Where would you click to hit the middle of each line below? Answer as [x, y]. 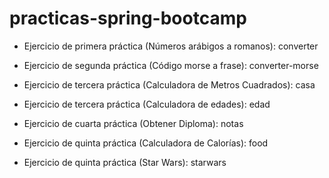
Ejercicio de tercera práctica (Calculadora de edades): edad [147, 104]
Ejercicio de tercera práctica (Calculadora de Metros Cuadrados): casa [169, 84]
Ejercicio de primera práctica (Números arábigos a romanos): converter [171, 46]
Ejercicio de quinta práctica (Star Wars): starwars [125, 162]
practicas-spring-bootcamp [128, 18]
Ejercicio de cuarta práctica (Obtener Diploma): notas [133, 123]
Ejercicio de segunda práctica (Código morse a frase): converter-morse [171, 65]
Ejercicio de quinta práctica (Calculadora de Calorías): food [146, 143]
